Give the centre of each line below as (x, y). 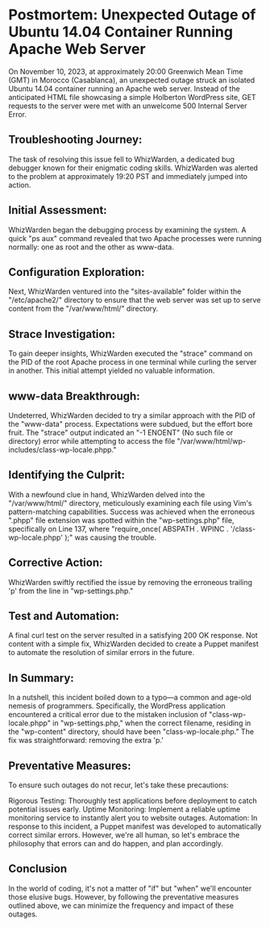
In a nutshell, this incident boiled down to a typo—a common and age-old (130, 697)
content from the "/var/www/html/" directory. (83, 309)
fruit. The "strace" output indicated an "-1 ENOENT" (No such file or (121, 432)
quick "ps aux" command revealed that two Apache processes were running (135, 238)
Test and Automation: (64, 616)
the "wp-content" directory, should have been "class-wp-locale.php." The (131, 732)
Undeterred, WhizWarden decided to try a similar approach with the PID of (132, 415)
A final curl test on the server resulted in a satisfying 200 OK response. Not (133, 636)
